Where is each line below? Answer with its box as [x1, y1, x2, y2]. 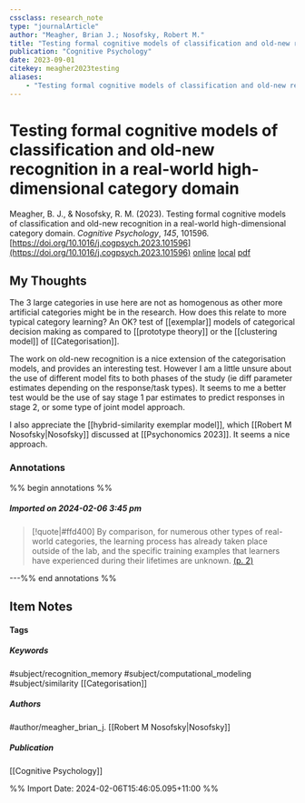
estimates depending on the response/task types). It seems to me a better [9, 383, 287, 394]
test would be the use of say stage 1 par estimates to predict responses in [9, 392, 286, 403]
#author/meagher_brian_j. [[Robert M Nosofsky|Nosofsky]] [9, 721, 231, 732]
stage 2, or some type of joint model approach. [9, 402, 186, 413]
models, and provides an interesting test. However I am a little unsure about [9, 363, 292, 374]
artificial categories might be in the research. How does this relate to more [9, 306, 288, 318]
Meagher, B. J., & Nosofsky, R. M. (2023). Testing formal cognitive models [9, 208, 286, 219]
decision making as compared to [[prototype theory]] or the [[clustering [9, 326, 278, 337]
